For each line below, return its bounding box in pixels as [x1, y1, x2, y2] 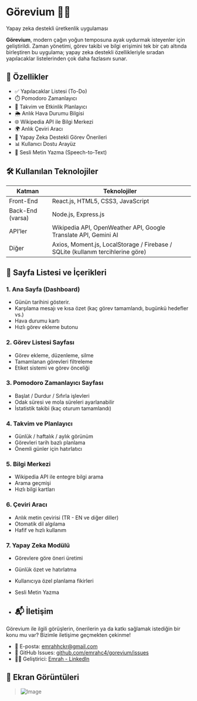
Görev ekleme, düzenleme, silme [14, 351, 94, 358]
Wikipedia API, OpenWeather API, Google [52, 223, 166, 231]
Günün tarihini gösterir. [14, 298, 70, 305]
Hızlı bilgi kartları [14, 486, 55, 493]
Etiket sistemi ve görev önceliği [14, 364, 90, 371]
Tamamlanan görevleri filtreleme [14, 358, 93, 365]
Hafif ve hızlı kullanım [14, 526, 67, 533]
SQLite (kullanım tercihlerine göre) [52, 247, 147, 255]
